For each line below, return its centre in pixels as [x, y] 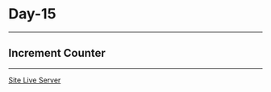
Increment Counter [57, 53]
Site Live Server [35, 80]
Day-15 [32, 14]
